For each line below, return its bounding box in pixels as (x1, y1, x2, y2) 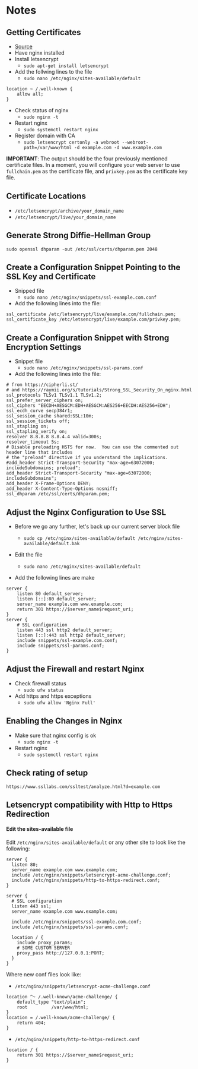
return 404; (17, 1020, 46, 1026)
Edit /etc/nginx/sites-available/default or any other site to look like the (6, 839, 186, 846)
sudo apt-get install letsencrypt (23, 63, 109, 69)
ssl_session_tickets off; (6, 418, 70, 425)
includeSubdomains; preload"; (6, 465, 81, 471)
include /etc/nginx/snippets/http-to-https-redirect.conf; (11, 877, 161, 884)
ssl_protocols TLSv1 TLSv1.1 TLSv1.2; (6, 393, 102, 398)
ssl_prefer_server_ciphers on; (6, 397, 84, 404)
